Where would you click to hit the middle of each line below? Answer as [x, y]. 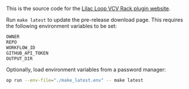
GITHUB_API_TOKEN [27, 53]
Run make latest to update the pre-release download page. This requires [95, 20]
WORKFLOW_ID [21, 47]
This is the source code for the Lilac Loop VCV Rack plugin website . [88, 8]
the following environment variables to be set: [62, 26]
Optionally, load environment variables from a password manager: [86, 70]
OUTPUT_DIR [19, 59]
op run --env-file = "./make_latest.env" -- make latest [75, 81]
